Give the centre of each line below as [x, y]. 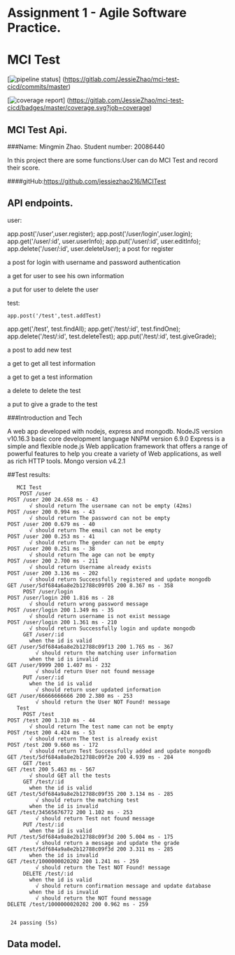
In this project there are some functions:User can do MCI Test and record [113, 160]
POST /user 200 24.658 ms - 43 [53, 500]
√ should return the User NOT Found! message [103, 702]
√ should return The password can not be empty [100, 518]
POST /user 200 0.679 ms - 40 [51, 524]
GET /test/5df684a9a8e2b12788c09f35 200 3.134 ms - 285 [90, 794]
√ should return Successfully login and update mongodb [112, 628]
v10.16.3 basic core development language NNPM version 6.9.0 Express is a [116, 439]
